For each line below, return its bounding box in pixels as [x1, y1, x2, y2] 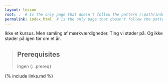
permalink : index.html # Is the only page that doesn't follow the [5, 16, 151, 21]
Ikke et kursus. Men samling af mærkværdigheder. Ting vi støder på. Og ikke [5, 30, 163, 36]
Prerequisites [17, 50, 60, 58]
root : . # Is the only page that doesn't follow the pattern [5, 12, 137, 17]
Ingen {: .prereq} [17, 63, 52, 69]
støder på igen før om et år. [5, 35, 61, 41]
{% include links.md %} [5, 73, 54, 79]
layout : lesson [5, 7, 37, 12]
